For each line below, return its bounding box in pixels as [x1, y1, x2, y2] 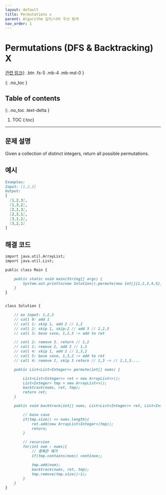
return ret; [23, 390, 48, 395]
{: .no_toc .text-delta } [5, 107, 50, 113]
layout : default [5, 7, 39, 12]
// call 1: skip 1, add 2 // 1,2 [14, 321, 83, 327]
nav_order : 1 [5, 21, 32, 26]
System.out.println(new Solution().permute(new [23, 281, 123, 286]
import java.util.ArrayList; [5, 254, 65, 259]
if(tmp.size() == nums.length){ [23, 417, 90, 422]
